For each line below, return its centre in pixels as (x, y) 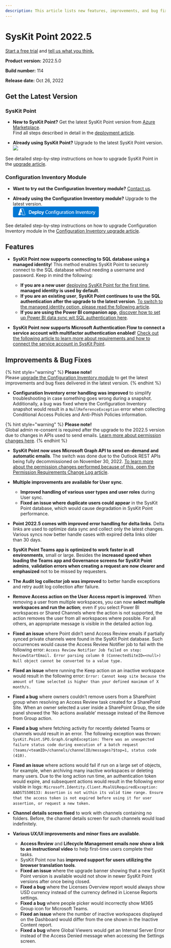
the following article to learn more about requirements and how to (81, 339)
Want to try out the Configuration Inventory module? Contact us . (82, 188)
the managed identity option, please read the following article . (85, 307)
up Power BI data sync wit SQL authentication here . (74, 318)
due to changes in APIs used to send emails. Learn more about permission (83, 435)
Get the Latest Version (41, 96)
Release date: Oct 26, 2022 (34, 80)
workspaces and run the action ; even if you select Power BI (76, 607)
